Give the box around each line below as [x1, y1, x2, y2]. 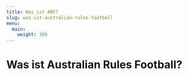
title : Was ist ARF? [6, 9, 59, 15]
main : [12, 26, 26, 32]
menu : [6, 20, 20, 26]
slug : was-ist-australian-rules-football [6, 15, 114, 21]
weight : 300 [17, 32, 48, 38]
